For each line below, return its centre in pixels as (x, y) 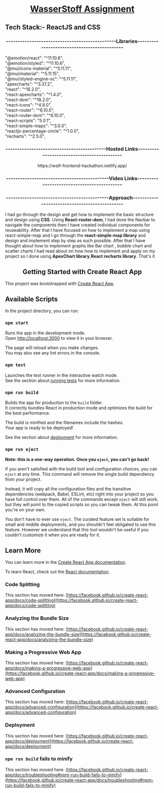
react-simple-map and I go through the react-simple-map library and (75, 235)
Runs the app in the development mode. (45, 333)
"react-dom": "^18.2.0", (28, 100)
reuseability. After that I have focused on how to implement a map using (78, 230)
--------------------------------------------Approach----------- (82, 198)
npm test (15, 365)
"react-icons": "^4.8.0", (28, 105)
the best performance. (28, 413)
